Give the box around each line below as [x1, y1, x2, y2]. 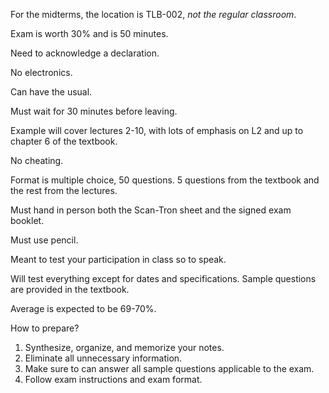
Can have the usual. [10, 86, 93, 98]
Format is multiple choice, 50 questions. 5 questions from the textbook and [10, 174, 320, 186]
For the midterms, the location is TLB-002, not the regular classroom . [10, 9, 297, 20]
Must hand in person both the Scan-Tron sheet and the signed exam [10, 204, 292, 216]
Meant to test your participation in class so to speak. [10, 254, 227, 265]
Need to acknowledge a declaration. [10, 47, 160, 59]
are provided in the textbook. [10, 284, 130, 295]
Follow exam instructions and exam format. [24, 374, 203, 385]
